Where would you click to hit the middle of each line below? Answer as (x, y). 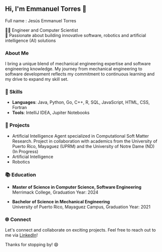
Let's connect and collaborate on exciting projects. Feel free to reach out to (81, 230)
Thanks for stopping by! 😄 (32, 245)
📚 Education (21, 175)
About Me (17, 53)
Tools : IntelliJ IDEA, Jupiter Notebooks (51, 113)
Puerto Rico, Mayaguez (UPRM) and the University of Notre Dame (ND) (83, 146)
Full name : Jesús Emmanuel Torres (41, 20)
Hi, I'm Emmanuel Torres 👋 (46, 9)
